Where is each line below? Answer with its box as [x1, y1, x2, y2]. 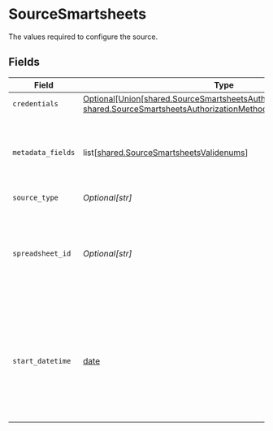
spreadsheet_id [12, 248, 71, 258]
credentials [12, 99, 59, 108]
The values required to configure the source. [8, 32, 158, 41]
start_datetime [12, 356, 71, 365]
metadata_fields [12, 148, 76, 157]
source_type [12, 193, 59, 203]
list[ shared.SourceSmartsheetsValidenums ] [82, 147, 249, 158]
